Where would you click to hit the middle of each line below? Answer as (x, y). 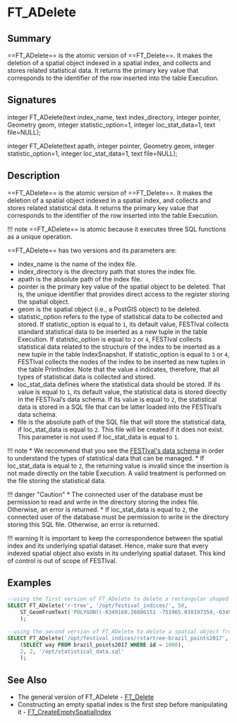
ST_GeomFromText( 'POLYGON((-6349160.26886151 (88, 613)
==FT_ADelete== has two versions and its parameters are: (92, 250)
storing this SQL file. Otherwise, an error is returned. (84, 524)
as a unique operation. (40, 236)
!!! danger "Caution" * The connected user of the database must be (105, 494)
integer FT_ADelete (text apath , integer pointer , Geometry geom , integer (111, 146)
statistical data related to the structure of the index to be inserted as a (119, 347)
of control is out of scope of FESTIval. (62, 560)
